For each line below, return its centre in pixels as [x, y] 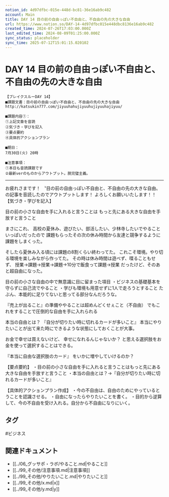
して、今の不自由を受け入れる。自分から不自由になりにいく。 [69, 403]
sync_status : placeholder [32, 38]
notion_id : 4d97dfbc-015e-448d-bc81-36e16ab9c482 [58, 10]
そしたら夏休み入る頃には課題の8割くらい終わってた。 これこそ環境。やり [82, 252]
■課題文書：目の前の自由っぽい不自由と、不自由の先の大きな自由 [62, 102]
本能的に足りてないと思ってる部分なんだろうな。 [69, 294]
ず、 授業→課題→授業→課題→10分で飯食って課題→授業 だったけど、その [80, 264]
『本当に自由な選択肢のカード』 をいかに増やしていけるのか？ [70, 356]
